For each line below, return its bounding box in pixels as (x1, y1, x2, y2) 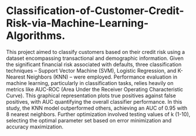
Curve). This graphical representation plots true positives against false (6, 92, 176, 99)
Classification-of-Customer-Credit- (6, 4, 184, 18)
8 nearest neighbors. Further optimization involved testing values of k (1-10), (6, 110, 191, 118)
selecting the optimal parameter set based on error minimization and (6, 117, 172, 124)
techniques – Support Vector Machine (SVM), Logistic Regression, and (6, 67, 177, 74)
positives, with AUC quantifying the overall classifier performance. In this (6, 98, 183, 105)
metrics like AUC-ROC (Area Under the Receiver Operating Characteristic (6, 86, 184, 93)
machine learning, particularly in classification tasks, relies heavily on (6, 79, 174, 86)
